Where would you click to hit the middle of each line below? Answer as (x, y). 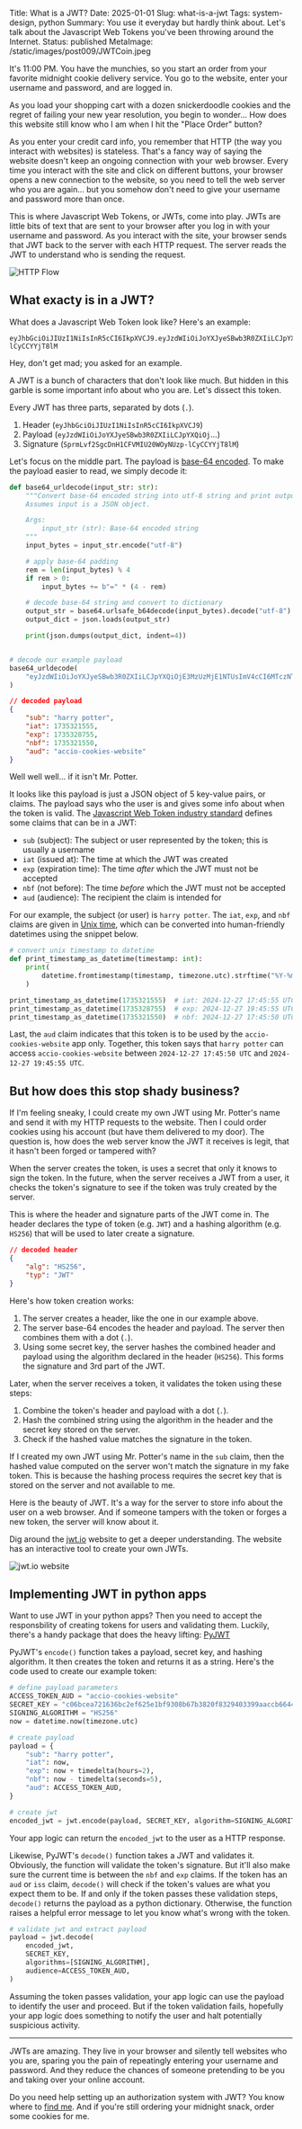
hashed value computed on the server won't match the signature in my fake (149, 1465)
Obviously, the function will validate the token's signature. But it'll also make (150, 1865)
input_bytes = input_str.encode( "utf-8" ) (104, 546)
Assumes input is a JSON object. (88, 504)
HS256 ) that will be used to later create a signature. (102, 1234)
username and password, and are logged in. (91, 88)
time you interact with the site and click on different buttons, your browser (146, 170)
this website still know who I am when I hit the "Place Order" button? (136, 124)
